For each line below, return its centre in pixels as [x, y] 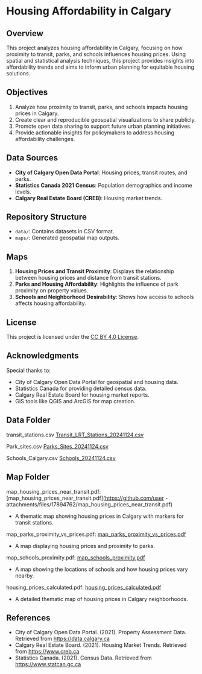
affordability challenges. [45, 139]
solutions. [18, 73]
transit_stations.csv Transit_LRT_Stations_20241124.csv [75, 435]
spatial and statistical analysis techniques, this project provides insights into [100, 61]
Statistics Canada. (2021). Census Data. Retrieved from [83, 658]
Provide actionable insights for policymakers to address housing [95, 132]
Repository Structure [47, 217]
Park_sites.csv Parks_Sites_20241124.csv [57, 446]
